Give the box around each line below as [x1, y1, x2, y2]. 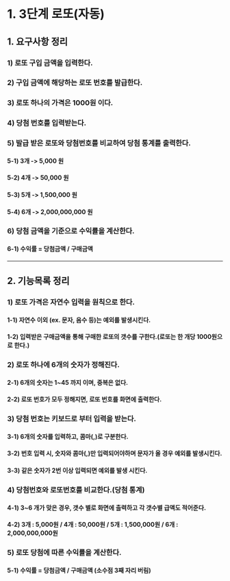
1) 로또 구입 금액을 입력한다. [7, 58, 94, 67]
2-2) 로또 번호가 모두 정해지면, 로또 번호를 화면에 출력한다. [7, 395, 162, 403]
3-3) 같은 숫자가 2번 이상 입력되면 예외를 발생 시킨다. [7, 466, 148, 474]
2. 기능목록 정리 [7, 275, 70, 287]
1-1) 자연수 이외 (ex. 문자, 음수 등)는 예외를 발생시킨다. [7, 316, 151, 324]
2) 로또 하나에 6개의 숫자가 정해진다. [7, 360, 120, 370]
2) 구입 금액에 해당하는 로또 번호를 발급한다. [7, 78, 143, 88]
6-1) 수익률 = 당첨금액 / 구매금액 [7, 245, 94, 253]
